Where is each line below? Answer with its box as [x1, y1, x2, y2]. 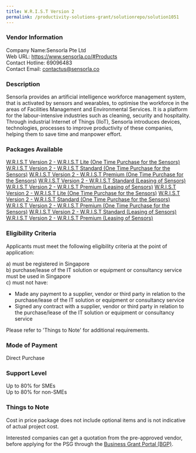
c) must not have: [6, 279, 49, 286]
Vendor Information [6, 33, 63, 42]
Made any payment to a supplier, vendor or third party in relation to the [14, 290, 185, 297]
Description [6, 80, 40, 88]
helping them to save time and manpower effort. [6, 131, 122, 138]
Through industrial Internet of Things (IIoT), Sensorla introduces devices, [6, 118, 182, 125]
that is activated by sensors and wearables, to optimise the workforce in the [6, 100, 189, 107]
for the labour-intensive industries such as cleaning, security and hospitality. [6, 112, 191, 119]
